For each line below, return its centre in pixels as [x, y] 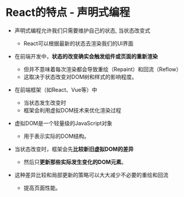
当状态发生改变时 [45, 102]
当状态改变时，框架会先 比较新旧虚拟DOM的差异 [74, 149]
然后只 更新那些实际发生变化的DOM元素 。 [75, 162]
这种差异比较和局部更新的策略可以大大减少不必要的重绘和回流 [91, 175]
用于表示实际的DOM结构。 [57, 136]
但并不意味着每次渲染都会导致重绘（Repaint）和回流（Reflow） [103, 69]
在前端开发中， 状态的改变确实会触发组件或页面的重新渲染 [86, 56]
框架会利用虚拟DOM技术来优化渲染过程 [72, 110]
